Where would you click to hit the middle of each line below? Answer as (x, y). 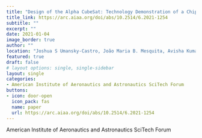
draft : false (23, 62)
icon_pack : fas (31, 101)
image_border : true (31, 40)
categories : (21, 79)
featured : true (25, 57)
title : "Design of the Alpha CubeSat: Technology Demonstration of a (95, 12)
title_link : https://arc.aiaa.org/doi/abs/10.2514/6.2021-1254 (87, 17)
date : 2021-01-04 (28, 34)
